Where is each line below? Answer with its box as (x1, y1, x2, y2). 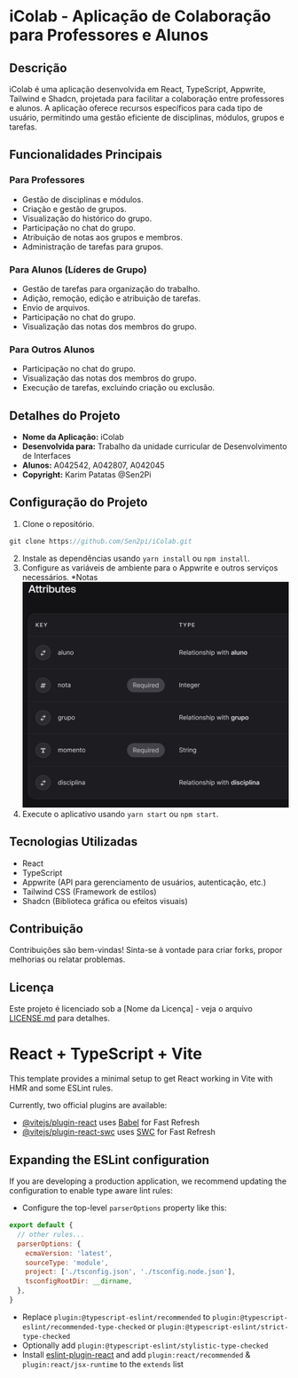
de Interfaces (21, 451, 71, 461)
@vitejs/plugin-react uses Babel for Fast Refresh (21, 1117, 200, 1128)
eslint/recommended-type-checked (21, 1322, 146, 1332)
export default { (9, 1221, 74, 1230)
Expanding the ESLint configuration (9, 1152, 210, 1168)
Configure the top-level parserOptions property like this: (21, 1202, 228, 1213)
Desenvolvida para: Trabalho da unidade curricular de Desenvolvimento (21, 441, 287, 452)
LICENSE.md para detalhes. (9, 1013, 111, 1024)
